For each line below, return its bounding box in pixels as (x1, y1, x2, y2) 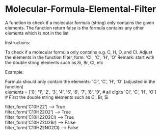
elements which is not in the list (5, 30, 69, 36)
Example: (5, 69, 24, 75)
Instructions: (5, 39, 30, 45)
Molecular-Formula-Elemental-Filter (5, 3, 156, 15)
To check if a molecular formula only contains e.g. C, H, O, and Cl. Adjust (5, 49, 153, 55)
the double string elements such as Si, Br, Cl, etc (5, 59, 104, 65)
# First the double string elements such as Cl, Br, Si (5, 94, 109, 100)
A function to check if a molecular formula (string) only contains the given (5, 20, 155, 26)
